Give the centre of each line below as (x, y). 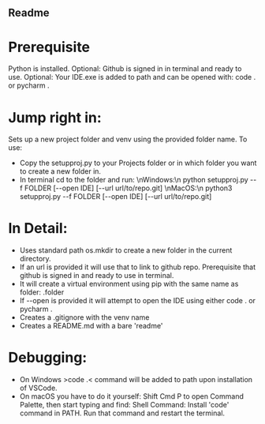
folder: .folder (42, 292)
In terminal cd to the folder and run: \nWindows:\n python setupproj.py (134, 180)
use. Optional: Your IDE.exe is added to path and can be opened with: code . (132, 77)
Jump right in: (55, 117)
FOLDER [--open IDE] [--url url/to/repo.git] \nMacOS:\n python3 (128, 188)
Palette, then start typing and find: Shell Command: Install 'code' (124, 405)
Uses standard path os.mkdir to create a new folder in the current (126, 250)
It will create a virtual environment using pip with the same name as (129, 284)
